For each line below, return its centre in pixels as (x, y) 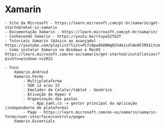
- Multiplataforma (43, 81)
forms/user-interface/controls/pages (45, 117)
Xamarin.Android (31, 72)
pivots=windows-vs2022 (29, 59)
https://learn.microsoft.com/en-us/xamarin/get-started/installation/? (82, 54)
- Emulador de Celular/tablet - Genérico (68, 90)
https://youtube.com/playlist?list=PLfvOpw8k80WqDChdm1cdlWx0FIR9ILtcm (82, 45)
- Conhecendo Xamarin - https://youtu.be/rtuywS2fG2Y (63, 36)
